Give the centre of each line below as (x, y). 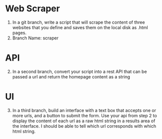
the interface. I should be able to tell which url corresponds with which (84, 126)
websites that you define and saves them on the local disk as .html (80, 27)
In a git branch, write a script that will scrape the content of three (79, 22)
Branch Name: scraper (35, 38)
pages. (19, 33)
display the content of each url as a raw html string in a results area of (84, 121)
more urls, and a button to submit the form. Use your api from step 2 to (84, 115)
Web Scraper (33, 9)
